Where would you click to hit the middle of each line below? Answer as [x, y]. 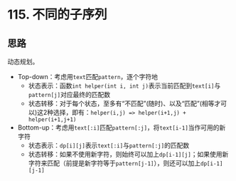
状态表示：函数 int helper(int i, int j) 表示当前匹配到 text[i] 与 [124, 86]
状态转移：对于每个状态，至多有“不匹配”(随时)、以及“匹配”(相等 [121, 103]
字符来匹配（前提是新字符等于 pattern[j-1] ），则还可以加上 [114, 163]
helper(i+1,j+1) [52, 120]
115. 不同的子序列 [58, 15]
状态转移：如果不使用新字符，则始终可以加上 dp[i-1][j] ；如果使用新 [128, 154]
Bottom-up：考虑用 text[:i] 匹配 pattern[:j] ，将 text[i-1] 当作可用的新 [122, 128]
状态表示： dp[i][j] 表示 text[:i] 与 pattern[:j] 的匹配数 [109, 145]
